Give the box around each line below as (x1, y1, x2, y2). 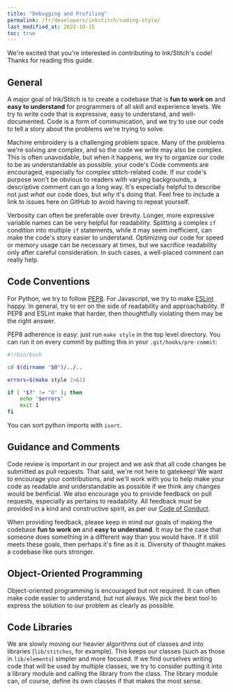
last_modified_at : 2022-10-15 (7, 23, 96, 30)
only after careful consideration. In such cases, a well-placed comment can (7, 249, 224, 257)
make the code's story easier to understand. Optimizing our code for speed (7, 233, 224, 242)
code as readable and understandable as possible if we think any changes (7, 482, 221, 490)
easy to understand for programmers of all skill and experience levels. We (7, 103, 221, 111)
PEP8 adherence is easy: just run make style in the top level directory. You (7, 330, 221, 339)
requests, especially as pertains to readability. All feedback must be (7, 496, 202, 505)
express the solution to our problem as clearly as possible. (7, 601, 175, 610)
